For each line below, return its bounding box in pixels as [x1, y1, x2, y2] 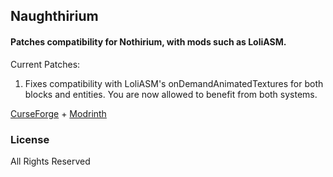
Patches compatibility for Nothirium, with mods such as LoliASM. [10, 35, 287, 48]
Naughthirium [10, 8, 99, 25]
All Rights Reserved [10, 155, 91, 167]
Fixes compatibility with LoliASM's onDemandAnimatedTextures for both [24, 77, 324, 89]
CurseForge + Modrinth [10, 107, 107, 119]
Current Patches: [10, 58, 81, 70]
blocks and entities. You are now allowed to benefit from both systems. [24, 88, 318, 100]
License [10, 132, 50, 146]
